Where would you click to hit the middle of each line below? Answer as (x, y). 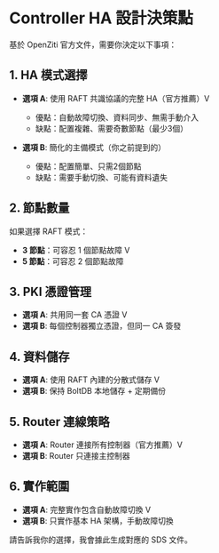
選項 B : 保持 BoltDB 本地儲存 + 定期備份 (94, 391)
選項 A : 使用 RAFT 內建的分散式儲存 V (90, 380)
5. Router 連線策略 (59, 422)
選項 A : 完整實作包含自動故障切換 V (86, 509)
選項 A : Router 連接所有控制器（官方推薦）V (102, 445)
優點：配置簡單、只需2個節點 (88, 166)
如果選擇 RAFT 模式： (49, 231)
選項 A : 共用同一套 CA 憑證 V (74, 315)
